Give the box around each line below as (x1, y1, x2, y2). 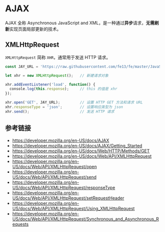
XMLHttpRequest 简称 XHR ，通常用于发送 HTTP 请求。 (5, 54, 110, 60)
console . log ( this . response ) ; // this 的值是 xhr (9, 87, 118, 92)
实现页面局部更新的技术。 (9, 26, 61, 32)
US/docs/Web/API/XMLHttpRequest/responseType (12, 184, 115, 190)
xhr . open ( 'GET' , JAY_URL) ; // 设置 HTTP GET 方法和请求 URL (5, 100, 143, 105)
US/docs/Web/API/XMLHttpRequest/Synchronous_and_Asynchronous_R (12, 216, 159, 222)
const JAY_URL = (5, 64, 38, 69)
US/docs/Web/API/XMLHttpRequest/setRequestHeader (12, 195, 124, 201)
